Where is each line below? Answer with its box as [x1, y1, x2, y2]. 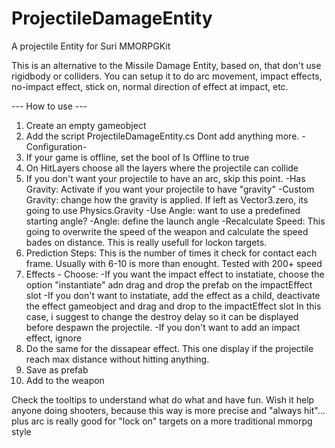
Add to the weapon [25, 374, 105, 386]
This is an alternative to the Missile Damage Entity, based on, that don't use [11, 59, 322, 71]
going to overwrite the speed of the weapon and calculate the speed [25, 225, 309, 237]
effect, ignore [25, 332, 82, 344]
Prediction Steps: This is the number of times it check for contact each [25, 247, 318, 259]
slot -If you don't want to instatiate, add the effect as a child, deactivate [25, 289, 321, 301]
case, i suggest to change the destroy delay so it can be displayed [25, 310, 299, 322]
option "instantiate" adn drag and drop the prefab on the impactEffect [25, 278, 313, 291]
